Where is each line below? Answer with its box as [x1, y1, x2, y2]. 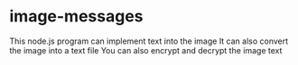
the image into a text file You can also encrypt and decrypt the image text [9, 45, 283, 55]
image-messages [9, 6, 144, 27]
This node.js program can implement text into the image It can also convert [9, 36, 289, 46]
